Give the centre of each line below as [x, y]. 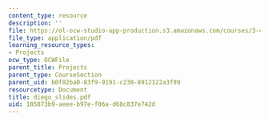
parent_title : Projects [48, 68]
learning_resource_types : [51, 45]
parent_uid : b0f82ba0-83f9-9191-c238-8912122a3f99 [94, 82]
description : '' [35, 23]
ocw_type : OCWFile [39, 60]
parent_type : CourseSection [55, 75]
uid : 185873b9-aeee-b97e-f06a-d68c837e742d [82, 104]
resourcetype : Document [48, 90]
